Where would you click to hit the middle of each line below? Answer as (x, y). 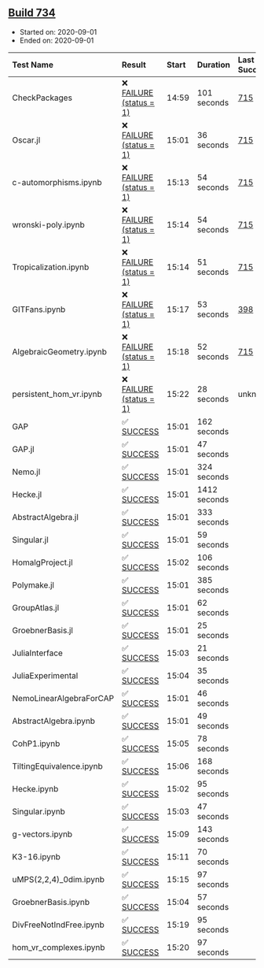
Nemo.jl (26, 472)
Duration (213, 65)
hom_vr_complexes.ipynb (59, 947)
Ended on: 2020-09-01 (57, 40)
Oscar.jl (26, 139)
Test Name (33, 65)
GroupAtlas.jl (36, 607)
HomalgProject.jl (42, 562)
